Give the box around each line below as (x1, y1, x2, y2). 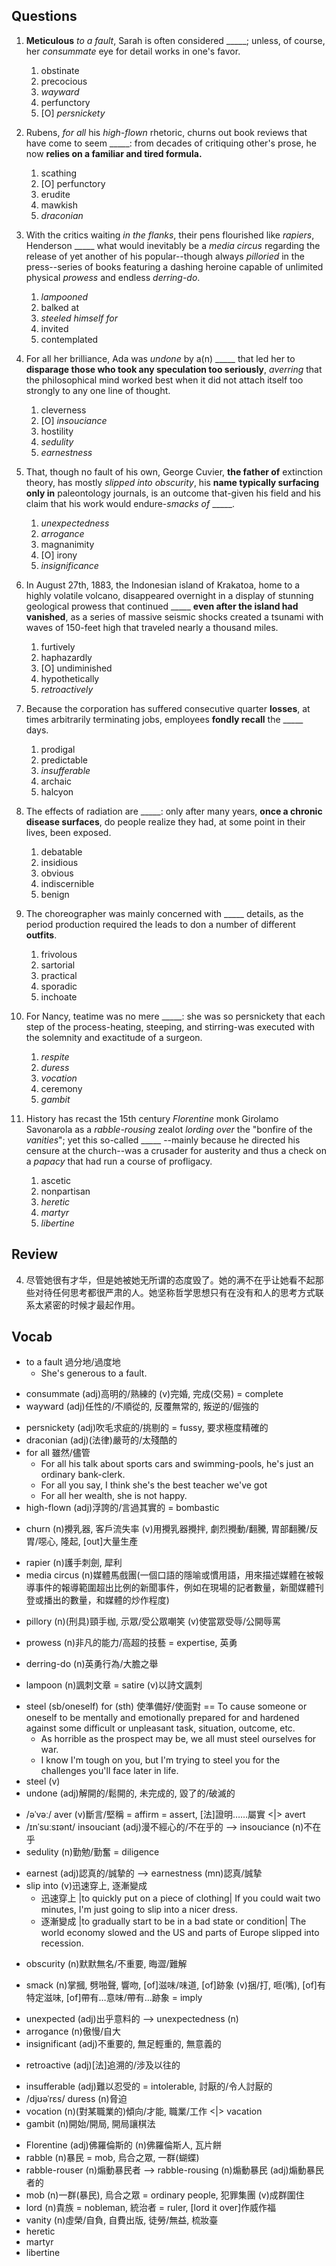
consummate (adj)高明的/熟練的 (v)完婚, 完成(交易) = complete (25, 1388, 284, 1400)
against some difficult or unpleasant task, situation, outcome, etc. (25, 1722, 296, 1734)
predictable (40, 754, 88, 766)
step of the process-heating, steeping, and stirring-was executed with (25, 1020, 316, 1033)
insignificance (40, 559, 99, 571)
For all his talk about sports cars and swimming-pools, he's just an (40, 1458, 314, 1470)
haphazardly (40, 651, 93, 663)
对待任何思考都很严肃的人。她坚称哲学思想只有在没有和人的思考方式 (34, 1286, 316, 1298)
